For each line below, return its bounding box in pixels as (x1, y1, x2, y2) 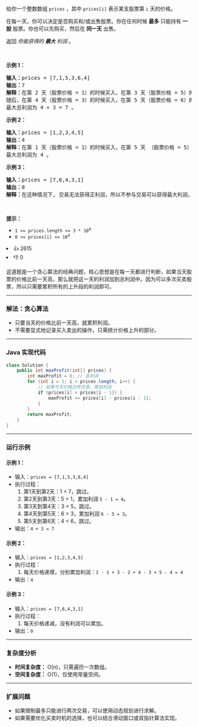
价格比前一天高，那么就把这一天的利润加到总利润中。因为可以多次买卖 (16, 275, 187, 283)
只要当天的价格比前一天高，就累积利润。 (14, 319, 113, 326)
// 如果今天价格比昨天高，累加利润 (37, 384, 112, 390)
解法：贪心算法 (6, 304, 49, 313)
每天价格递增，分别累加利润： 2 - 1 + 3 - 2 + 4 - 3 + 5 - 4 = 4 (23, 569, 183, 576)
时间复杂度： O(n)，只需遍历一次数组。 (14, 663, 110, 670)
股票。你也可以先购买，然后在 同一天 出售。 (12, 25, 119, 32)
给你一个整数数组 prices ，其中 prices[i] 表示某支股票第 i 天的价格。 (6, 5, 176, 12)
